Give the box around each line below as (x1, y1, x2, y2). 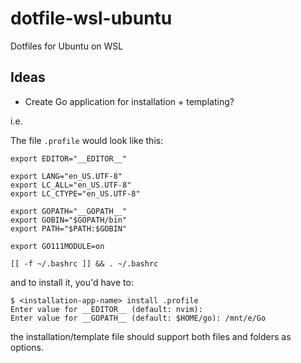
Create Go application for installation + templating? (24, 95, 235, 107)
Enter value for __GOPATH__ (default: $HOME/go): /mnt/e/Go (10, 313, 267, 323)
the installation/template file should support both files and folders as (10, 330, 292, 342)
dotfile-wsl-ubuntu (10, 7, 173, 30)
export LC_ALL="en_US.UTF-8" (10, 180, 132, 190)
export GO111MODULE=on (10, 241, 105, 251)
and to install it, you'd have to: (10, 276, 134, 288)
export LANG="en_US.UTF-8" (10, 171, 123, 181)
